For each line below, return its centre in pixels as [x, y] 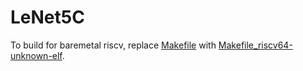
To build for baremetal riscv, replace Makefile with [113, 45]
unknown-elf [36, 55]
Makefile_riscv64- [255, 45]
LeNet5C [47, 17]
